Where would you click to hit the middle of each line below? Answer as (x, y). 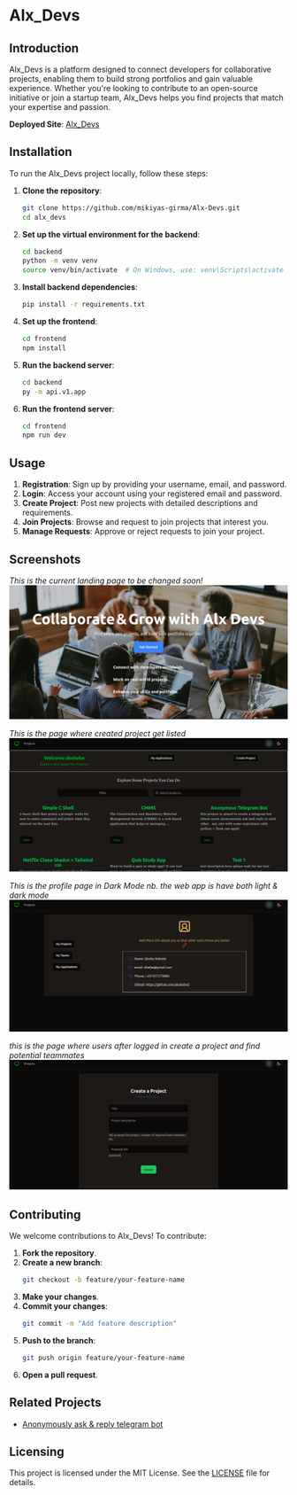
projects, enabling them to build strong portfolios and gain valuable (131, 79)
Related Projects (55, 1402)
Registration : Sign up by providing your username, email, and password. (154, 485)
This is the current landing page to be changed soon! (106, 580)
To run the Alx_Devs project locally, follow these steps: (109, 173)
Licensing (37, 1451)
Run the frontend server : (68, 409)
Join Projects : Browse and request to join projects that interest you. (145, 522)
